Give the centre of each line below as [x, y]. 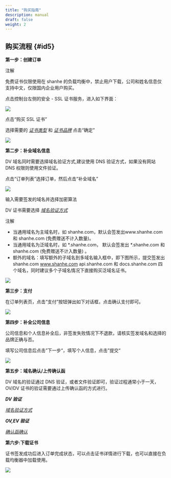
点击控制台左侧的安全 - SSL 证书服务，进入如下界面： [62, 99]
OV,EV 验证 [17, 421]
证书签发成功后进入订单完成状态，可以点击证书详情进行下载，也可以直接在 [83, 453]
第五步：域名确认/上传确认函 [35, 371]
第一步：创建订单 [23, 60]
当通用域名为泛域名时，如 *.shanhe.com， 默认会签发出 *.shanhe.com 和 [89, 245]
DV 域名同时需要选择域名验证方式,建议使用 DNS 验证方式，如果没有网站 [80, 161]
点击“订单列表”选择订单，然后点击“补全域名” [52, 179]
